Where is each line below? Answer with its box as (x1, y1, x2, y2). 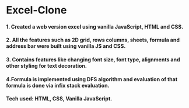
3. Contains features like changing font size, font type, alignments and (6, 56, 180, 63)
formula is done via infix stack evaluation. (6, 82, 110, 89)
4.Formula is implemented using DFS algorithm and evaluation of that (6, 75, 178, 82)
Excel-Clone (6, 4, 67, 17)
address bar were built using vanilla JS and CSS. (6, 43, 126, 50)
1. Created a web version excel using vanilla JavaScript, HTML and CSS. (6, 23, 184, 30)
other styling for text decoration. (6, 62, 87, 69)
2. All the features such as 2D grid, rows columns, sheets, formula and (6, 36, 180, 44)
